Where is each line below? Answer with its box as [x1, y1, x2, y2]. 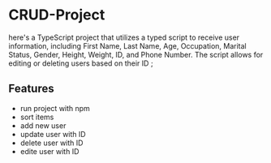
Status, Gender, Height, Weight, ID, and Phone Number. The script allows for [8, 49, 264, 59]
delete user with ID [19, 138, 84, 148]
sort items [19, 112, 54, 122]
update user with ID [19, 129, 87, 139]
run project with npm [19, 103, 91, 113]
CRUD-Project [8, 6, 105, 24]
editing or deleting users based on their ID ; [8, 58, 153, 68]
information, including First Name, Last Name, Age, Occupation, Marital [8, 41, 247, 50]
